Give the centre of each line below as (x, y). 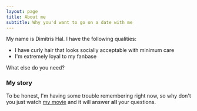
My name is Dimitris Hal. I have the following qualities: (71, 39)
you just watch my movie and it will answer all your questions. (81, 102)
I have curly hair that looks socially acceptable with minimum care (94, 50)
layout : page (22, 11)
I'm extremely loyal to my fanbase (56, 57)
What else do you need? (35, 68)
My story (19, 83)
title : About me (26, 17)
